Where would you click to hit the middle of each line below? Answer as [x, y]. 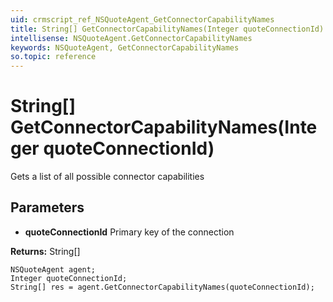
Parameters [47, 207]
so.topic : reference [53, 57]
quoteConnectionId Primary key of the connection [129, 232]
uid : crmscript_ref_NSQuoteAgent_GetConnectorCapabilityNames [142, 19]
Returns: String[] [45, 251]
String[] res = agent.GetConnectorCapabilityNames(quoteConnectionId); [162, 287]
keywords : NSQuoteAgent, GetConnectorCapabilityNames [125, 47]
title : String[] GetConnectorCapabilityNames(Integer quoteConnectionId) [167, 29]
